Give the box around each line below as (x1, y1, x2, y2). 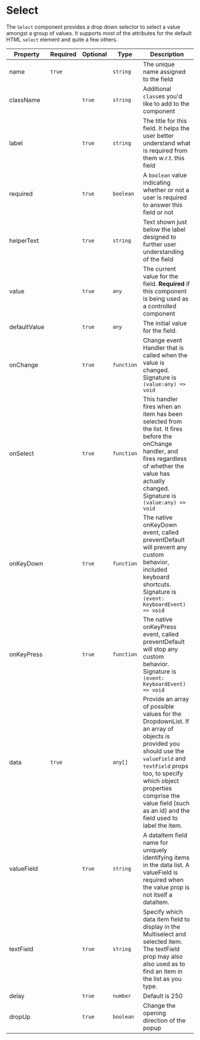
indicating (142, 178, 171, 186)
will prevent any (142, 543, 187, 551)
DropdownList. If (142, 717, 189, 725)
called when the (142, 351, 187, 359)
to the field (142, 75, 173, 83)
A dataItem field (142, 831, 187, 839)
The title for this (142, 117, 187, 125)
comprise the (142, 791, 180, 799)
